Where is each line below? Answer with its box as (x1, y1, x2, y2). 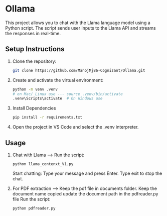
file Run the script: (12, 196, 51, 202)
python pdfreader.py (12, 205, 56, 211)
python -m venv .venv (12, 86, 58, 92)
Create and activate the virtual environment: (12, 77, 104, 83)
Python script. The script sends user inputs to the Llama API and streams (5, 25, 156, 31)
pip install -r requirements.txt (12, 115, 83, 120)
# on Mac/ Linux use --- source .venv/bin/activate (12, 91, 123, 96)
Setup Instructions (5, 45, 65, 53)
